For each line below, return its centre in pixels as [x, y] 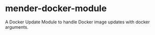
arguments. [17, 27]
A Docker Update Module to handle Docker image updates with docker [77, 22]
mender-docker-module [56, 9]
